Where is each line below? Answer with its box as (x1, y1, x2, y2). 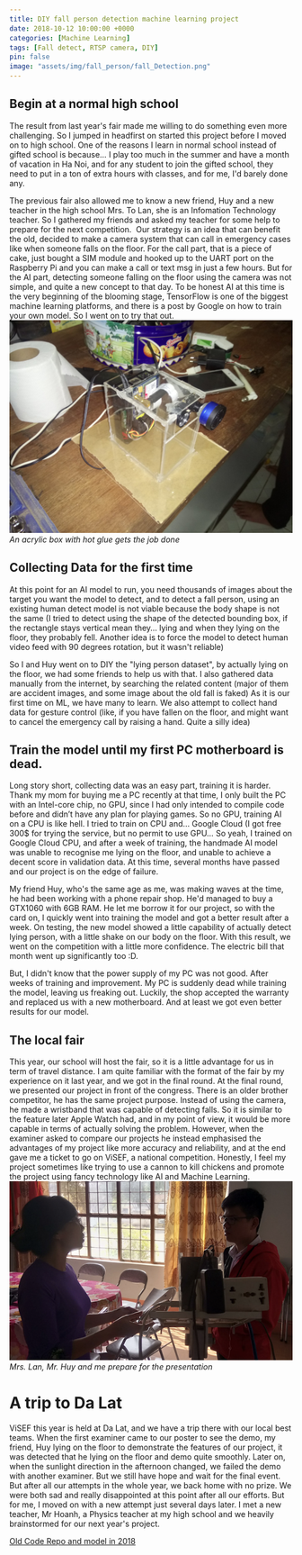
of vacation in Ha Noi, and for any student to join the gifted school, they (9, 158, 274, 169)
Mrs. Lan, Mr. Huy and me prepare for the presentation (9, 1361, 213, 1372)
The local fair (9, 1032, 84, 1048)
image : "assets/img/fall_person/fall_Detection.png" (9, 62, 211, 71)
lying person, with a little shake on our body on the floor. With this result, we (9, 932, 291, 943)
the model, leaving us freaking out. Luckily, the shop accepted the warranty (9, 987, 289, 999)
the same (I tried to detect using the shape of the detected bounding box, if (9, 612, 289, 623)
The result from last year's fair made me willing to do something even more (9, 120, 288, 131)
